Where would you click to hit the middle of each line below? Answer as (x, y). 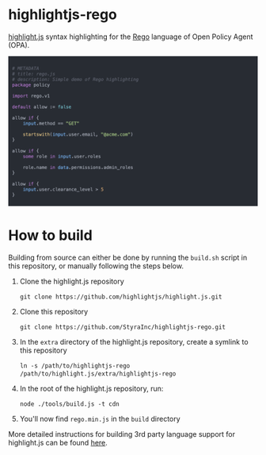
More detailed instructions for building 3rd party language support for (122, 434)
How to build (50, 235)
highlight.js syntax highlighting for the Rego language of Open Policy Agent (131, 37)
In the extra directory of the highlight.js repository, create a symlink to (134, 342)
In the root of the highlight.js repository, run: (91, 389)
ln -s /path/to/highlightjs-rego (75, 366)
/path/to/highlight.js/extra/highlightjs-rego (98, 374)
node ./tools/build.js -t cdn (70, 404)
